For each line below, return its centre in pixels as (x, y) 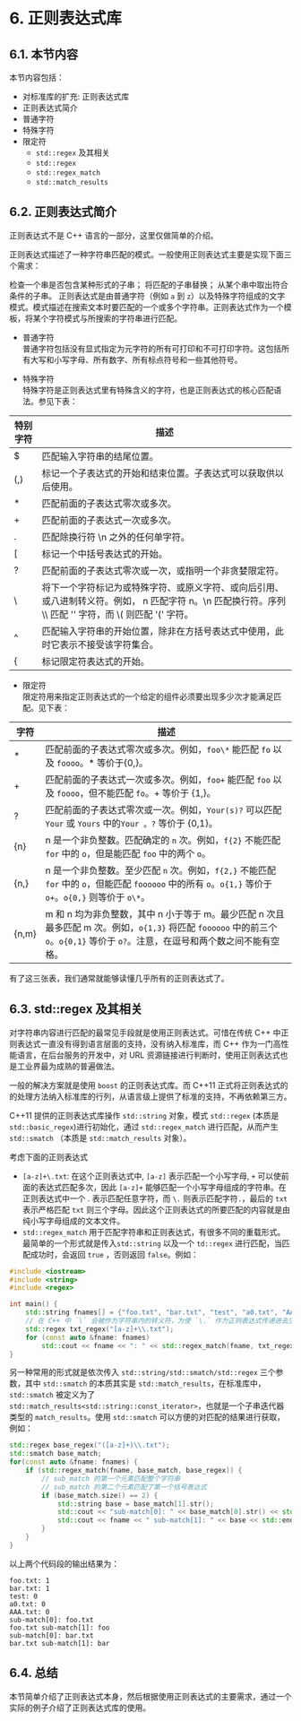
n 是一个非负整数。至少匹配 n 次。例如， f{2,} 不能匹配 (161, 870)
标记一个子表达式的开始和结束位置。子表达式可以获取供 (159, 473)
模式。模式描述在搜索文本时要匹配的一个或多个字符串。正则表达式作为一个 (146, 307)
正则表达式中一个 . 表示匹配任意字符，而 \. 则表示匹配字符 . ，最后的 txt (155, 1198)
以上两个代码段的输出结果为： (64, 1563)
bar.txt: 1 (30, 1588)
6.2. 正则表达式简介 (63, 212)
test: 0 (24, 1596)
